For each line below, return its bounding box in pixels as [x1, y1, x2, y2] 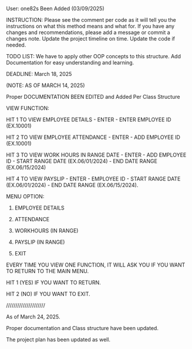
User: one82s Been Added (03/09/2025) [6, 5, 105, 12]
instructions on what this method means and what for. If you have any [6, 23, 175, 29]
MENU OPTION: [6, 193, 45, 200]
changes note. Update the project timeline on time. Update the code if [6, 35, 175, 42]
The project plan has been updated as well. [6, 336, 110, 343]
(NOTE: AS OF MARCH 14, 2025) [6, 82, 85, 89]
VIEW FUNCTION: [6, 105, 50, 111]
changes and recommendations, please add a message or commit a [6, 29, 170, 36]
